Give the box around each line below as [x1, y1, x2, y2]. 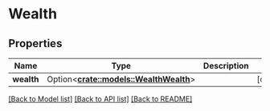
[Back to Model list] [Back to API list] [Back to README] [8, 94, 193, 104]
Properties [8, 37, 63, 50]
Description [203, 61, 249, 71]
